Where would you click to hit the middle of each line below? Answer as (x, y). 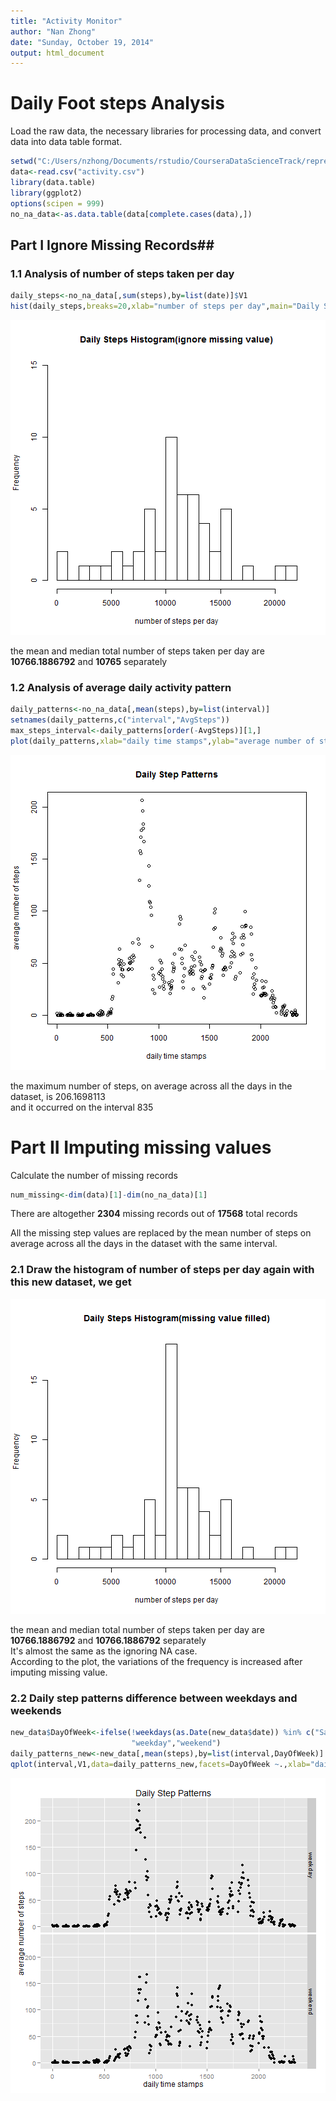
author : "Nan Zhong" (53, 31)
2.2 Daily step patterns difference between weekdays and (154, 1698)
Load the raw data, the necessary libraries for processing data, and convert (166, 131)
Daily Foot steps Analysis (117, 103)
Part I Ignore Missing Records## (112, 245)
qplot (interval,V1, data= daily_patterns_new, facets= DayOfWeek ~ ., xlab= (160, 1764)
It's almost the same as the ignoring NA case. (104, 1651)
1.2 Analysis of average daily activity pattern (121, 687)
